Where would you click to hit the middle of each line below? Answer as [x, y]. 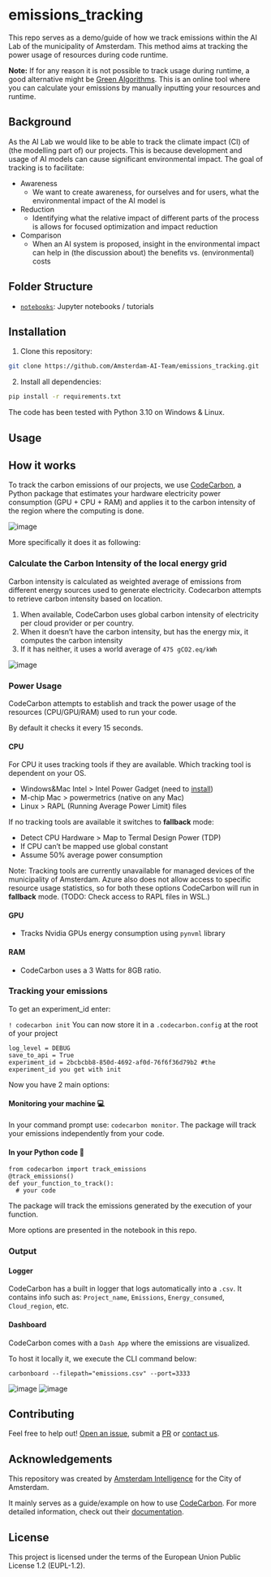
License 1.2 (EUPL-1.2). [47, 1566]
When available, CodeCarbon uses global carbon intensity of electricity [140, 614]
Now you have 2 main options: [59, 1084]
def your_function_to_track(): [61, 1184]
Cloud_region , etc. [39, 1306]
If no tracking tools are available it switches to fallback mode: [112, 822]
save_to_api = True [41, 1055]
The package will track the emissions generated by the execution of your [130, 1206]
